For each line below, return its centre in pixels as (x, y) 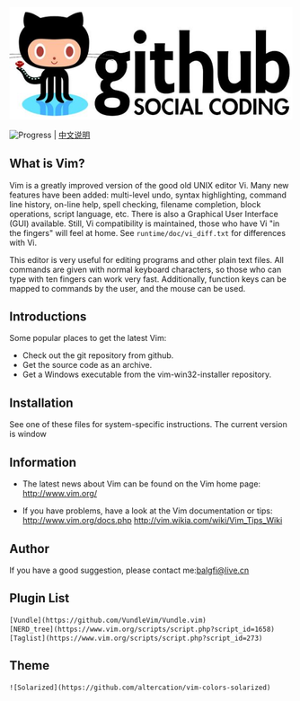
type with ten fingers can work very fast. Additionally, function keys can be (148, 279)
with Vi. (23, 242)
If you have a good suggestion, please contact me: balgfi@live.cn (129, 570)
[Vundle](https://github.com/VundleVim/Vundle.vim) (108, 620)
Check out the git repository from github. (98, 355)
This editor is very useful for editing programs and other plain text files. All (147, 259)
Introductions (48, 317)
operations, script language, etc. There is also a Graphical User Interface (144, 214)
